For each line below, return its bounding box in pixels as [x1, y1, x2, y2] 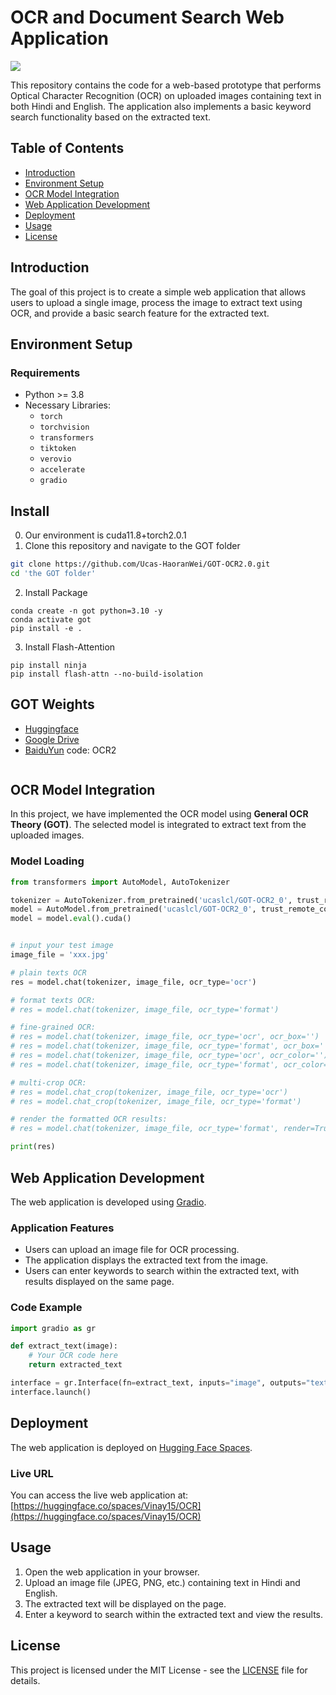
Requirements [10, 366, 81, 380]
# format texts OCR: [10, 995, 97, 1005]
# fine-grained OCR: [10, 1022, 97, 1033]
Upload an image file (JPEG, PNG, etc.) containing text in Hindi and [24, 1576, 301, 1588]
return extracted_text [28, 1360, 123, 1370]
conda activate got [10, 614, 92, 625]
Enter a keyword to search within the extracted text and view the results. [24, 1608, 324, 1620]
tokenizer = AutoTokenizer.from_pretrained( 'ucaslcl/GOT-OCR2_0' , [10, 895, 293, 905]
